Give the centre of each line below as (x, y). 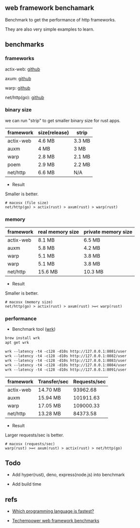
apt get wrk (17, 343)
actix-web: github (23, 69)
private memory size (108, 232)
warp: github (18, 88)
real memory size (58, 232)
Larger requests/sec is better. (34, 435)
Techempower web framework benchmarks (55, 521)
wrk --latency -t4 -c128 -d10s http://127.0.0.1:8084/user (66, 365)
